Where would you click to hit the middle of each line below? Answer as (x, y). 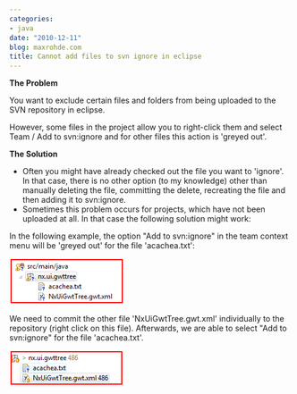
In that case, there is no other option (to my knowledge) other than (144, 181)
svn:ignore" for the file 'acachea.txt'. (76, 338)
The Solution (34, 154)
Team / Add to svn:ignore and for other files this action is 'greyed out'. (138, 137)
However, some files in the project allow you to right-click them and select (146, 127)
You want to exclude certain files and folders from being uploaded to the (143, 101)
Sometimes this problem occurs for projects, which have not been (144, 209)
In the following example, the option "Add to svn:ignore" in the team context (149, 236)
